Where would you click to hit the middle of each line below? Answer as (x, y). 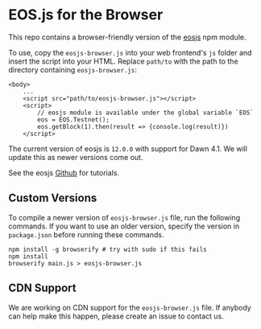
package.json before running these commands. (86, 234)
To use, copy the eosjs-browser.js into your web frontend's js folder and (130, 52)
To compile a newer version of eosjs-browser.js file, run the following (124, 217)
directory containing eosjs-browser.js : (72, 69)
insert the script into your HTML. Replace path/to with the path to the (124, 61)
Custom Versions (53, 198)
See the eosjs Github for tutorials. (64, 173)
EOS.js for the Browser (86, 15)
